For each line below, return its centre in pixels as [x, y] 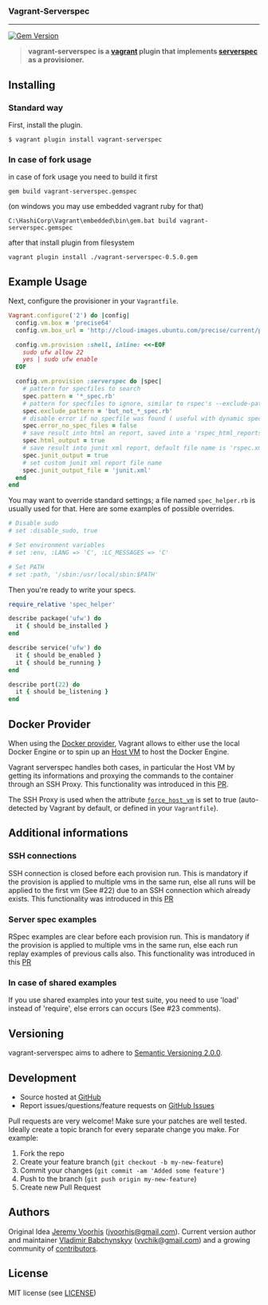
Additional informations [69, 833]
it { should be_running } [59, 662]
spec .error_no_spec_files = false [80, 426]
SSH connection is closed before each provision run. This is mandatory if [128, 873]
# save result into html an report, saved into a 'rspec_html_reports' [144, 433]
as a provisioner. [56, 60]
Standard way [36, 108]
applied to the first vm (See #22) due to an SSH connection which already [130, 890]
